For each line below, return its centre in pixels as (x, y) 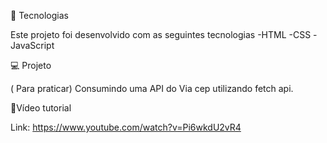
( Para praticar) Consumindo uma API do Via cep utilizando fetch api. (152, 88)
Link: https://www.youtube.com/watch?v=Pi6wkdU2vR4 (126, 127)
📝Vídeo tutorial (41, 108)
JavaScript (32, 45)
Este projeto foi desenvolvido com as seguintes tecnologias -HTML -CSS (161, 34)
